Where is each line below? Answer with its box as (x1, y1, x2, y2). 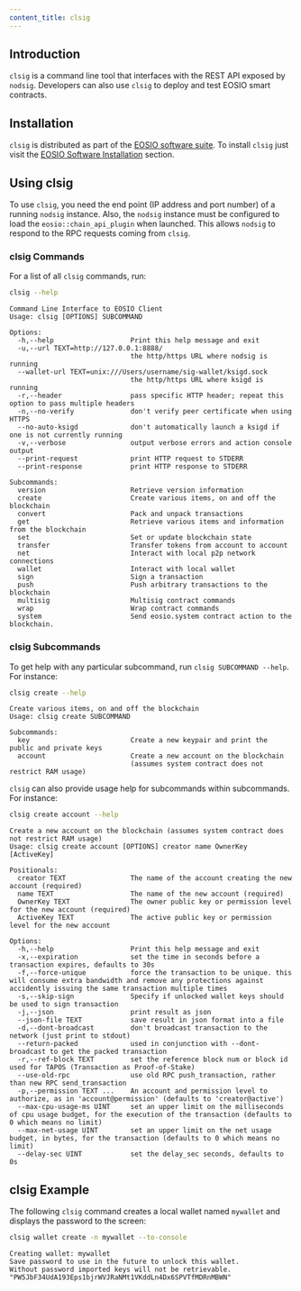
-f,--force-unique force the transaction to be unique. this (17, 968, 293, 977)
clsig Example (9, 1182, 90, 1197)
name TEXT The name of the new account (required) (17, 889, 284, 899)
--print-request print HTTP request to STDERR (17, 454, 244, 464)
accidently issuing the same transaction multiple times (9, 984, 228, 994)
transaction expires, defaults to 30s (9, 960, 155, 969)
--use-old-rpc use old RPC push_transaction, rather (17, 1071, 277, 1080)
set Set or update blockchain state (17, 533, 252, 542)
